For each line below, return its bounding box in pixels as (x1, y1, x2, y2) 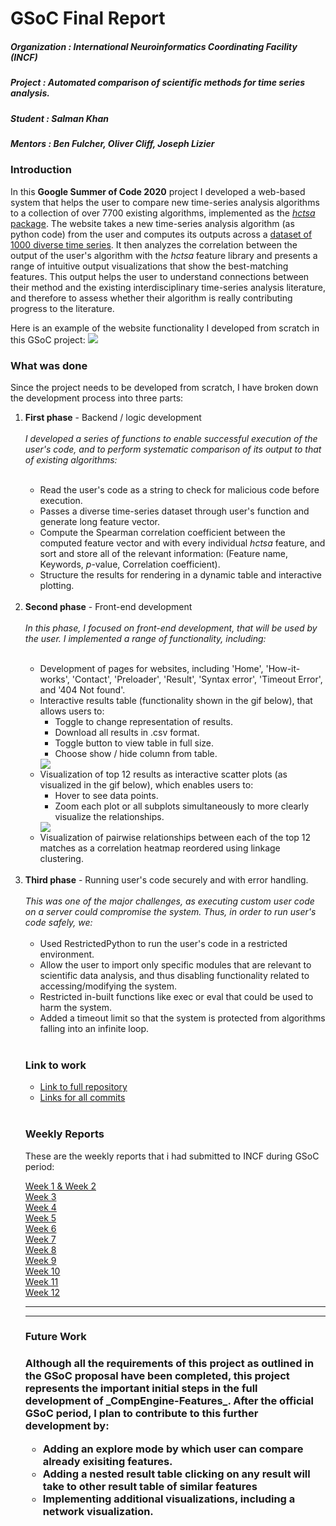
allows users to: (39, 705, 105, 717)
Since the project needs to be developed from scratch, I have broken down (10, 381, 319, 393)
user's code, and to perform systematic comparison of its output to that (24, 443, 322, 455)
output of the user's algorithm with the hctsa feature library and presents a (10, 249, 318, 261)
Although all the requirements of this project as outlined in (24, 1357, 315, 1371)
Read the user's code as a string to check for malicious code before (39, 483, 320, 496)
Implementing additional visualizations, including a (42, 1492, 296, 1506)
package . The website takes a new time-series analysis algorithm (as (10, 217, 295, 229)
